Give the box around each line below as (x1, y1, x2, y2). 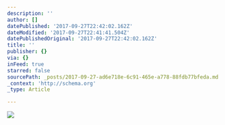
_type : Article (7, 86, 51, 93)
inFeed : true (7, 61, 44, 68)
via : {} (7, 55, 29, 61)
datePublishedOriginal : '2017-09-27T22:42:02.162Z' (7, 36, 157, 42)
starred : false (7, 67, 51, 74)
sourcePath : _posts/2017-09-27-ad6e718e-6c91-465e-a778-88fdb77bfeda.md (7, 73, 219, 81)
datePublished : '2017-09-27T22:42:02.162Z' (7, 23, 133, 29)
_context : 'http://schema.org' (7, 80, 96, 87)
